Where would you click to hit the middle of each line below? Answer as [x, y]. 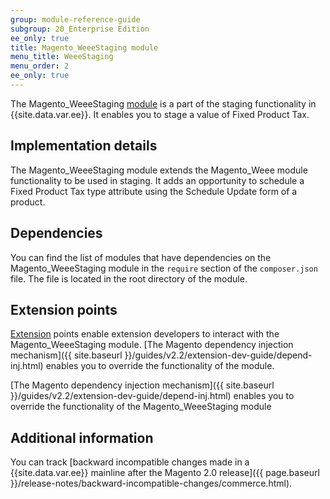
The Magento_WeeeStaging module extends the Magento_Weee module [159, 170]
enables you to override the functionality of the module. [160, 366]
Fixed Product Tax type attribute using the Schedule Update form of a [154, 191]
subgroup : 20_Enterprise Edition [80, 29]
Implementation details [84, 146]
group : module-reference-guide [75, 19]
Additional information [82, 437]
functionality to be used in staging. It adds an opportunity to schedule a [157, 180]
